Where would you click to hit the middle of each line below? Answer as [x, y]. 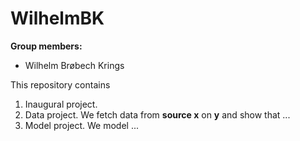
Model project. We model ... [82, 125]
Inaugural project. [61, 104]
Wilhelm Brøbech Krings [74, 65]
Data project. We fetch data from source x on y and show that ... [157, 114]
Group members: [46, 46]
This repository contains [60, 84]
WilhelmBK [57, 18]
